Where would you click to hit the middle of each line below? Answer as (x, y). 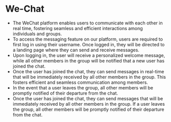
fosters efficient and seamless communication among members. (80, 82)
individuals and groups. (37, 34)
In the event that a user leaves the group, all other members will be (83, 87)
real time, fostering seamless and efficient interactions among (78, 28)
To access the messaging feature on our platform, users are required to (88, 39)
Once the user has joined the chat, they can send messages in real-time (88, 71)
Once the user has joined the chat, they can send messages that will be (88, 98)
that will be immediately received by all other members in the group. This (89, 77)
